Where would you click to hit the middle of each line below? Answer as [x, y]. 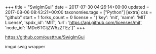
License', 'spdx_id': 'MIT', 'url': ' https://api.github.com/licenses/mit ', [74, 22]
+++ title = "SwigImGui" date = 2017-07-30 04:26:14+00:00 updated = [77, 7]
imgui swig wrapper [25, 46]
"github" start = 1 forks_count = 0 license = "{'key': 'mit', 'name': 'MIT [76, 17]
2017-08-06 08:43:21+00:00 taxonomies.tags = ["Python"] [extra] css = [78, 12]
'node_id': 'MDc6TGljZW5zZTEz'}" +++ [45, 28]
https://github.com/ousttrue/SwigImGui [45, 37]
